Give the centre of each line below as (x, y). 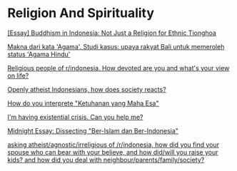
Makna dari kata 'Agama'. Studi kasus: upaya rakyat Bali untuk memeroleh (116, 46)
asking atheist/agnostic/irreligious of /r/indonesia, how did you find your (114, 145)
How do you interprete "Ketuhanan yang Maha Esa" (83, 103)
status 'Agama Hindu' (39, 54)
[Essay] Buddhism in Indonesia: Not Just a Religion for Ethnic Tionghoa (112, 33)
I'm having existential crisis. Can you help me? (75, 117)
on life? (18, 76)
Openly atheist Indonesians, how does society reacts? (87, 89)
